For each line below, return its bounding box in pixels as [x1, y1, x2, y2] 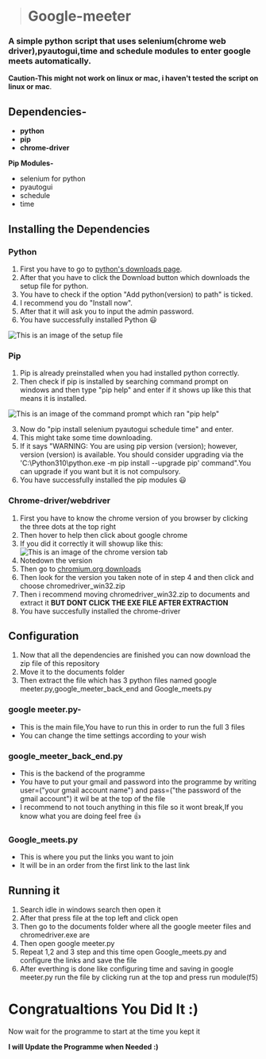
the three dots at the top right [19, 521, 117, 531]
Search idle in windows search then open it [19, 905, 161, 914]
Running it [8, 883, 60, 897]
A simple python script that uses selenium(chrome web [8, 36, 226, 47]
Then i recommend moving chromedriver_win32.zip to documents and [19, 589, 250, 599]
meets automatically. [8, 56, 91, 67]
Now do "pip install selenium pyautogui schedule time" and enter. [19, 425, 234, 434]
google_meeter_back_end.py [8, 750, 123, 761]
